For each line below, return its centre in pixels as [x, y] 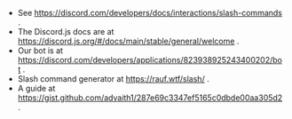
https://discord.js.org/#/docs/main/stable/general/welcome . [128, 41]
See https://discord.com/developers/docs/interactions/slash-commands [150, 13]
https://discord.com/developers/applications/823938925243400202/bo [150, 60]
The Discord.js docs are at [66, 32]
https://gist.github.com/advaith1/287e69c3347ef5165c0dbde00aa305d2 [150, 98]
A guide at [36, 88]
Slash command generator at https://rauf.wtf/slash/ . [114, 79]
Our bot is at [40, 51]
